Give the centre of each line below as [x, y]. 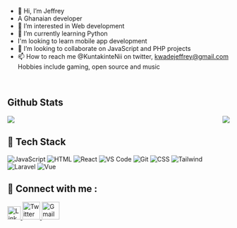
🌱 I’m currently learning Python [62, 33]
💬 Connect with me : [52, 189]
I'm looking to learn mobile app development [82, 41]
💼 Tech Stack [37, 142]
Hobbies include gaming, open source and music [89, 67]
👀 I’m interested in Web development [71, 26]
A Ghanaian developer [50, 18]
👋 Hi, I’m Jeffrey [41, 11]
